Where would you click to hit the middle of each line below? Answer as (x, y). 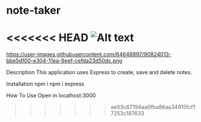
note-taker (34, 10)
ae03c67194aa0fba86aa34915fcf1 (153, 107)
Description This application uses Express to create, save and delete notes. (99, 72)
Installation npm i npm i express (45, 84)
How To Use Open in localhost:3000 (51, 96)
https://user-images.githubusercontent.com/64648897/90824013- (89, 54)
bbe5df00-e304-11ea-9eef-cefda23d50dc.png (64, 61)
